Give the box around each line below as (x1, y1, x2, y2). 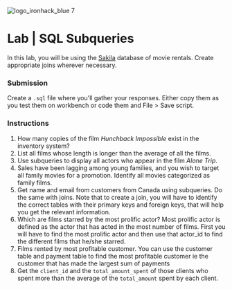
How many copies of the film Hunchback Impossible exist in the (17, 134, 199, 142)
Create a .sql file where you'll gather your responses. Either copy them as (7, 94, 220, 102)
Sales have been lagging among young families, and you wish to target (17, 163, 220, 172)
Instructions (7, 118, 50, 128)
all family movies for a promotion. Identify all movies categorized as (17, 171, 210, 179)
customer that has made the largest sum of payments (17, 259, 170, 268)
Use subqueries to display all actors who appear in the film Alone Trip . (17, 156, 218, 165)
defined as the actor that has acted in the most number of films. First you (17, 222, 226, 231)
